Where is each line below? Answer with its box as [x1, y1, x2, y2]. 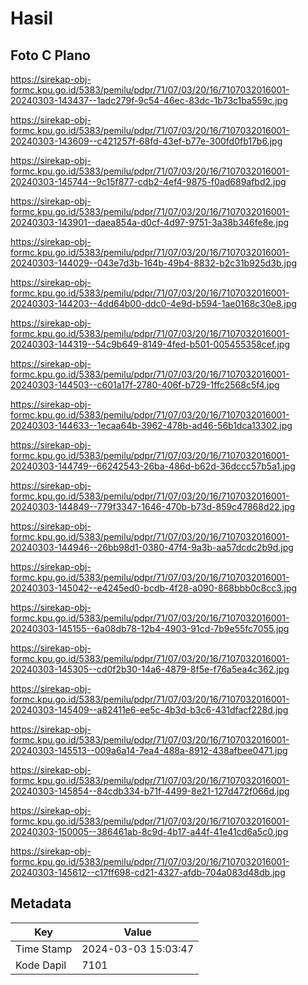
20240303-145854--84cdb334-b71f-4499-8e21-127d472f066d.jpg [10, 785, 290, 797]
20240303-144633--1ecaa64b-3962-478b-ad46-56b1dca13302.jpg [10, 420, 293, 431]
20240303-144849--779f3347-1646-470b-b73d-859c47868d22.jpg [10, 501, 296, 512]
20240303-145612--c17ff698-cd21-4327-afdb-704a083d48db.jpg [10, 867, 286, 878]
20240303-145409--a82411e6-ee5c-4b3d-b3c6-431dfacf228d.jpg [10, 704, 289, 716]
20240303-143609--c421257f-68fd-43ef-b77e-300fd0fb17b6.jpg [10, 135, 283, 147]
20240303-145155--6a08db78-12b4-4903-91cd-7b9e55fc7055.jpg [10, 623, 290, 634]
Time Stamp [15, 942, 73, 956]
